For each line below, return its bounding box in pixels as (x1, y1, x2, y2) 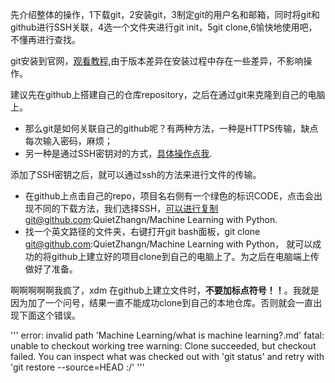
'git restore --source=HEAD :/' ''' (10, 361, 145, 373)
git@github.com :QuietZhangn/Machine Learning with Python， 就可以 (24, 238, 313, 250)
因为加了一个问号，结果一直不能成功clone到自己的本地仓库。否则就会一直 (10, 297, 314, 308)
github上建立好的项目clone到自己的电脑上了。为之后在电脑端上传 (51, 251, 320, 262)
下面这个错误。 (18, 309, 81, 321)
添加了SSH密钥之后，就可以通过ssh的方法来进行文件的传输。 (10, 169, 262, 180)
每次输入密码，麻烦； (24, 135, 113, 147)
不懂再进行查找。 (10, 34, 81, 45)
